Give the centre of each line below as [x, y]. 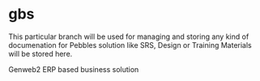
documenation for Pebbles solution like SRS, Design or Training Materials [130, 45]
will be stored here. [40, 53]
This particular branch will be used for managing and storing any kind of [129, 36]
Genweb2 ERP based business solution [74, 69]
